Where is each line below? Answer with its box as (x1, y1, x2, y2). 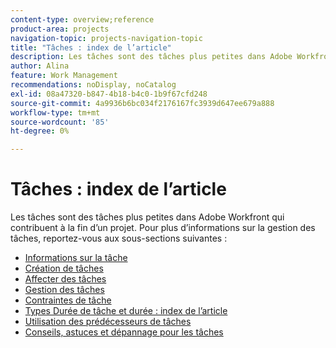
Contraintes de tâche (24, 294, 112, 306)
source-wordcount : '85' (10, 117, 110, 127)
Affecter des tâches (24, 273, 107, 285)
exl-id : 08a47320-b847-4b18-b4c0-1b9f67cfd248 (10, 89, 208, 99)
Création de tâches (24, 262, 104, 275)
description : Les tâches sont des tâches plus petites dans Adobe (10, 52, 293, 62)
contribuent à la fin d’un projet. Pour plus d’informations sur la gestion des (10, 222, 316, 234)
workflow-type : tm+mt (10, 107, 101, 118)
